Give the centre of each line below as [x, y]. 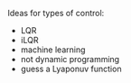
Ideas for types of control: [56, 13]
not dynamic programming [70, 59]
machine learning [53, 50]
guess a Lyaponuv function [71, 69]
